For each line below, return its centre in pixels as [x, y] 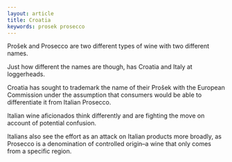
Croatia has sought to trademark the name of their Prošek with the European [116, 88]
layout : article [30, 13]
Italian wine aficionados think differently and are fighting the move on [106, 116]
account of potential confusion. [52, 123]
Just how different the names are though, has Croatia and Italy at [100, 67]
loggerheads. [26, 74]
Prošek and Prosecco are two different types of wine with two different [108, 46]
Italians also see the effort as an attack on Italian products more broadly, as [114, 136]
